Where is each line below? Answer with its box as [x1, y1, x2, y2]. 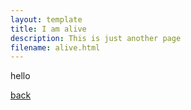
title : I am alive [10, 24, 87, 34]
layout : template [10, 14, 83, 25]
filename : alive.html [10, 42, 101, 53]
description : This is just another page [10, 33, 182, 43]
